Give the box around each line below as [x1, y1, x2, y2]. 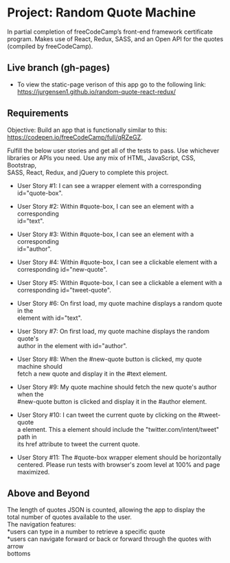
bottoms [7, 549, 31, 558]
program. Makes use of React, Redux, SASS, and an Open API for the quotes [7, 34, 224, 43]
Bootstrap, [7, 161, 37, 169]
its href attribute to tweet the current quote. [16, 439, 140, 448]
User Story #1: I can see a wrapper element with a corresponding [16, 181, 201, 189]
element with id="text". [16, 314, 82, 322]
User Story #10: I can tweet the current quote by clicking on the [16, 411, 197, 419]
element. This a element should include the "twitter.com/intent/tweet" [22, 425, 220, 433]
